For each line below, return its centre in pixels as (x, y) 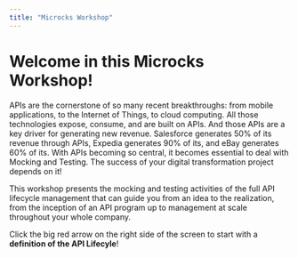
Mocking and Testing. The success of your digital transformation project (141, 162)
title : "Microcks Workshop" (61, 17)
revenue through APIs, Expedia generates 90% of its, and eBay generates (144, 142)
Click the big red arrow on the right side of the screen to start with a (133, 234)
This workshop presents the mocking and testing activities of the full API (142, 189)
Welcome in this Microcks (107, 61)
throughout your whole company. (70, 217)
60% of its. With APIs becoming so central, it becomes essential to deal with (149, 152)
